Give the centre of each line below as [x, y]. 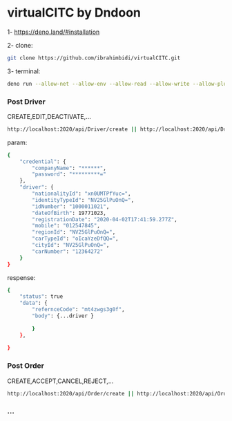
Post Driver [27, 102]
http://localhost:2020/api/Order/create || [71, 393]
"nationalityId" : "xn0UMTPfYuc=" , [81, 194]
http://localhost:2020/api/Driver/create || [72, 129]
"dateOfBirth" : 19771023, [69, 213]
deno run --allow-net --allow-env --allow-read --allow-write [98, 84]
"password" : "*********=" [69, 174]
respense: [21, 277]
